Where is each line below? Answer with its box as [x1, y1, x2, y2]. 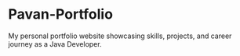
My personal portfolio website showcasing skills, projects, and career [8, 31, 232, 40]
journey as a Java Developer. [8, 39, 102, 48]
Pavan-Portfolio [8, 5, 114, 23]
